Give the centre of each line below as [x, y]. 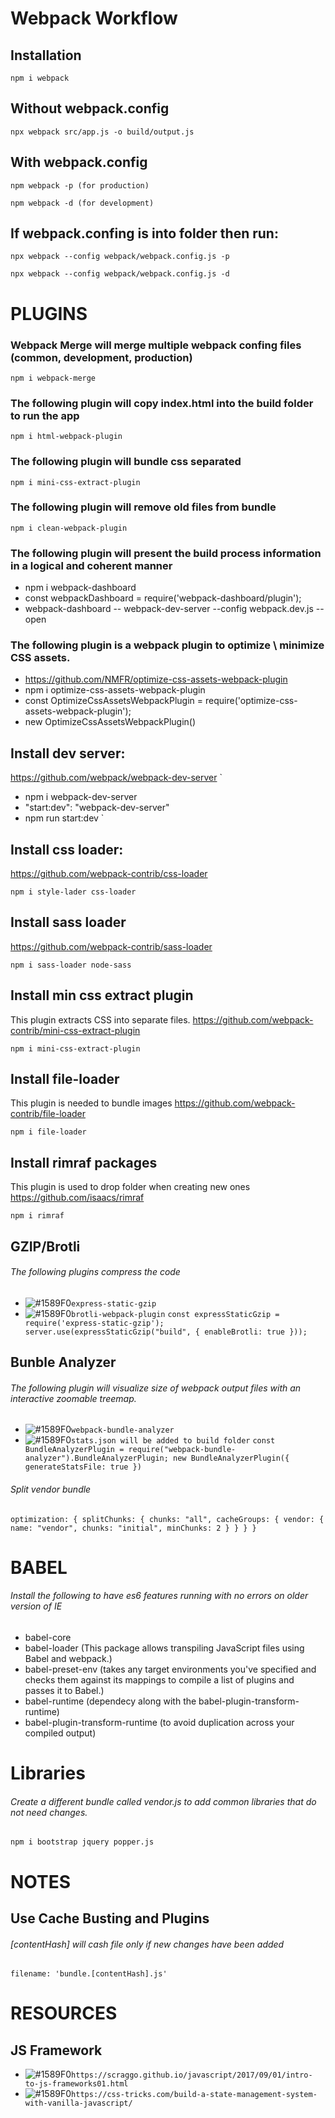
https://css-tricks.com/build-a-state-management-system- [194, 2095]
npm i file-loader [48, 1132]
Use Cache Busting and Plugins [110, 1918]
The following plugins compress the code [95, 1272]
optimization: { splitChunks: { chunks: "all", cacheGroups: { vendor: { [167, 1519]
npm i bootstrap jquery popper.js [82, 1842]
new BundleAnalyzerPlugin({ [231, 1458]
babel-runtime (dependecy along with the [110, 1701]
